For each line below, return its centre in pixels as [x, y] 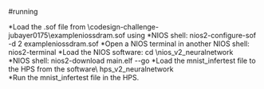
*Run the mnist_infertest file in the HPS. [74, 77]
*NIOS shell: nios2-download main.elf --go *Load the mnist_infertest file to [132, 60]
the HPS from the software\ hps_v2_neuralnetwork [91, 69]
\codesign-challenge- [123, 27]
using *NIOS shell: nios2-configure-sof [192, 35]
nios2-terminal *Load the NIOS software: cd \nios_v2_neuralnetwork [121, 52]
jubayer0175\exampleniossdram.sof [67, 35]
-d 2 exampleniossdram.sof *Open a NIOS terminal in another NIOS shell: [129, 44]
